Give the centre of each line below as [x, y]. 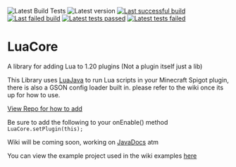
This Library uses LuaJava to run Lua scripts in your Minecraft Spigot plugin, [118, 80]
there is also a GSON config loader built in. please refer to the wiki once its [116, 87]
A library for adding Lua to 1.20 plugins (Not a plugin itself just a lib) [105, 66]
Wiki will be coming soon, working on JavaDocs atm [83, 142]
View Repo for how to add [45, 109]
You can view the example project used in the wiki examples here [102, 156]
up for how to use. [34, 94]
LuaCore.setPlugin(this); [45, 129]
